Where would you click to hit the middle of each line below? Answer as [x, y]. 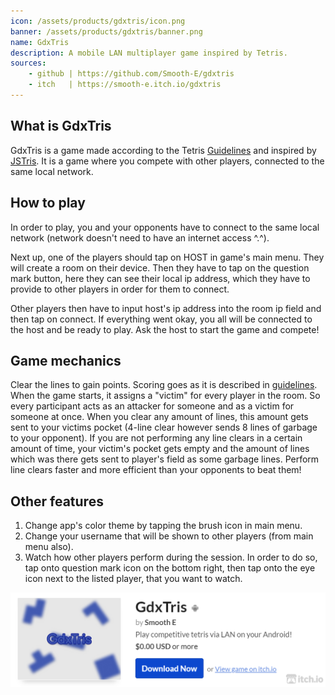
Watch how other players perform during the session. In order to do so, [171, 557]
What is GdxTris [61, 126]
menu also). [49, 547]
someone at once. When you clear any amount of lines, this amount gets [159, 417]
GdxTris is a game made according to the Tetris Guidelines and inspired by [163, 150]
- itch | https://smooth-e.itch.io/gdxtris [125, 85]
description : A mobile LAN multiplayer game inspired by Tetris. [149, 53]
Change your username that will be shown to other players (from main [169, 536]
